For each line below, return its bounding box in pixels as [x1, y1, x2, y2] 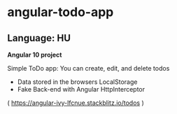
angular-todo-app [7, 4, 114, 20]
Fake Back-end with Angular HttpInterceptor [17, 85, 146, 93]
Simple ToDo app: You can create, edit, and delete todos [7, 64, 170, 72]
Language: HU [7, 32, 71, 44]
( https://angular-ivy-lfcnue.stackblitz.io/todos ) [7, 99, 145, 107]
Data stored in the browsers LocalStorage [17, 78, 138, 86]
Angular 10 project [7, 50, 62, 59]
